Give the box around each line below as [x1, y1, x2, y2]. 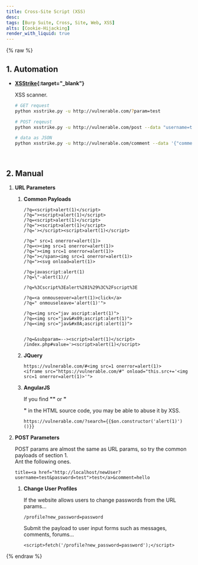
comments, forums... [23, 531, 74, 538]
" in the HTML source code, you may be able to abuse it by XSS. [23, 407, 180, 414]
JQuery [23, 352, 43, 359]
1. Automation [6, 64, 59, 74]
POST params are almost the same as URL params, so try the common [14, 445, 187, 453]
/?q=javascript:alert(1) [23, 269, 85, 275]
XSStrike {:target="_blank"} [14, 79, 85, 86]
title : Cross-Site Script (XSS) [6, 8, 86, 15]
